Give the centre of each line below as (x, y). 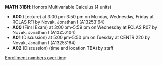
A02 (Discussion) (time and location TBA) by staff (63, 48)
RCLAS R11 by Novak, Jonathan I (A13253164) (58, 22)
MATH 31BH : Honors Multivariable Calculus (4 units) (58, 7)
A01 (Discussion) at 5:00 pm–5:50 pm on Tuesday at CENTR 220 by (81, 37)
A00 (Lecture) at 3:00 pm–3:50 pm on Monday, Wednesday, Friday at (83, 16)
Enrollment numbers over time (36, 58)
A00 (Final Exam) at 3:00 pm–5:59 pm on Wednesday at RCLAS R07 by (85, 27)
